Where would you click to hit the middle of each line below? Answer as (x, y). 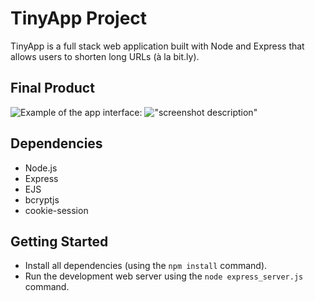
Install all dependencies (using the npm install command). (146, 266)
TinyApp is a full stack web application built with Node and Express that (157, 46)
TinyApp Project (79, 18)
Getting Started (59, 241)
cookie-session (56, 210)
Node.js (41, 168)
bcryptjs (42, 199)
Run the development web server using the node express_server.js (164, 276)
